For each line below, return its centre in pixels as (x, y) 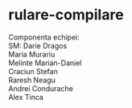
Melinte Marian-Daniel (45, 63)
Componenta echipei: (44, 37)
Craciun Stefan (33, 71)
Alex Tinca (26, 97)
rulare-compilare (66, 15)
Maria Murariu (32, 54)
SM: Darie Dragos (38, 45)
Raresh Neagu (32, 80)
